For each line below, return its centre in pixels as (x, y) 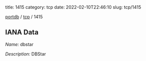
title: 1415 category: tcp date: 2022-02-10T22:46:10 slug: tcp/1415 (73, 7)
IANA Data (22, 32)
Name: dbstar (19, 44)
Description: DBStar (26, 54)
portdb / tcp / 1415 (24, 17)
